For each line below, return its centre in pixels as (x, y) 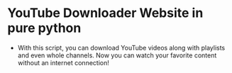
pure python (44, 28)
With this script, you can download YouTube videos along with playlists (121, 47)
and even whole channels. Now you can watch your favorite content (117, 55)
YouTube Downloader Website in (105, 13)
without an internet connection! (63, 62)
